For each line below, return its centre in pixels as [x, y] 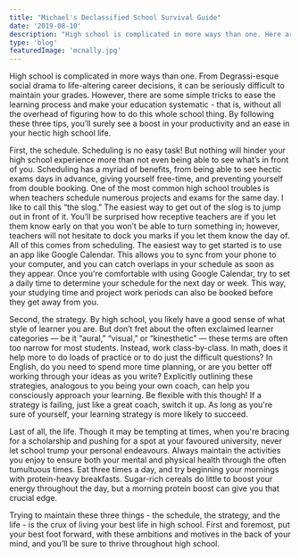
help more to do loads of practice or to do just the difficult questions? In [141, 357]
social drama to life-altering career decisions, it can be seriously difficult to [147, 86]
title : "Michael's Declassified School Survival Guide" [115, 17]
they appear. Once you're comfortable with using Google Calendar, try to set [150, 274]
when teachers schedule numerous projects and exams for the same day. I [146, 198]
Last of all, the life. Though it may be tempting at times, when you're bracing [150, 432]
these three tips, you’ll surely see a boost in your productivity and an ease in [150, 124]
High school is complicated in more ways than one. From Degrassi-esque [144, 76]
